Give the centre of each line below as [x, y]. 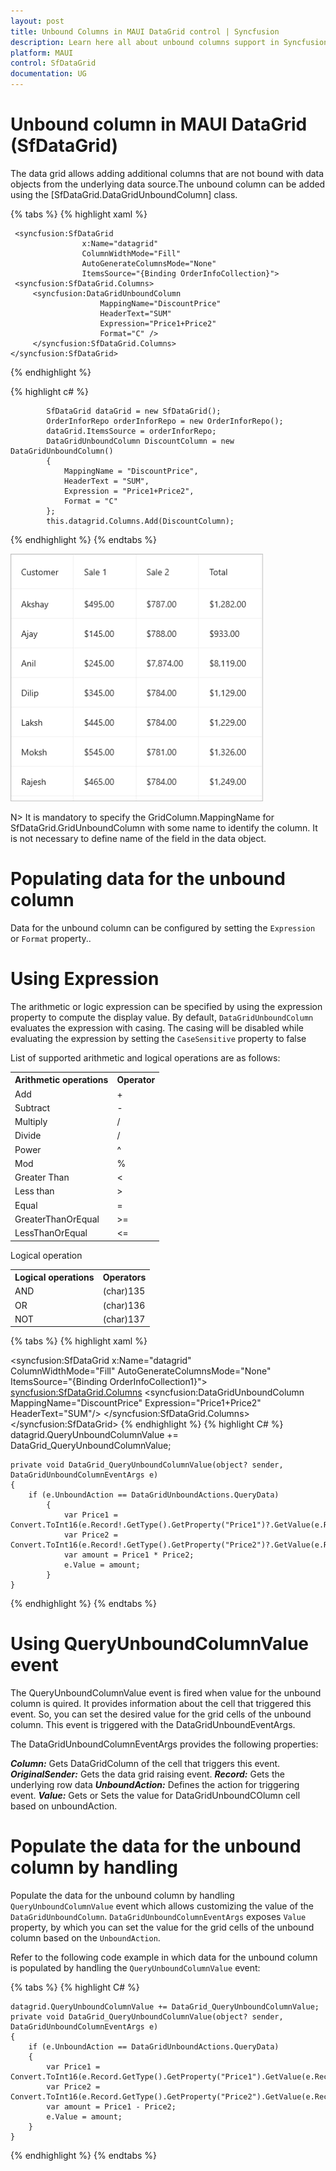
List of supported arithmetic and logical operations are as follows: [145, 1057]
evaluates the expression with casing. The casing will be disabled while [157, 1027]
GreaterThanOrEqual [57, 1219]
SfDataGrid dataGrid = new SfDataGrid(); [134, 411]
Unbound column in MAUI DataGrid [159, 124]
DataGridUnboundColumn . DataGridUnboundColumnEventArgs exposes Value [158, 1916]
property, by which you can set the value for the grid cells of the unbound [162, 1927]
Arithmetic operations [61, 1080]
